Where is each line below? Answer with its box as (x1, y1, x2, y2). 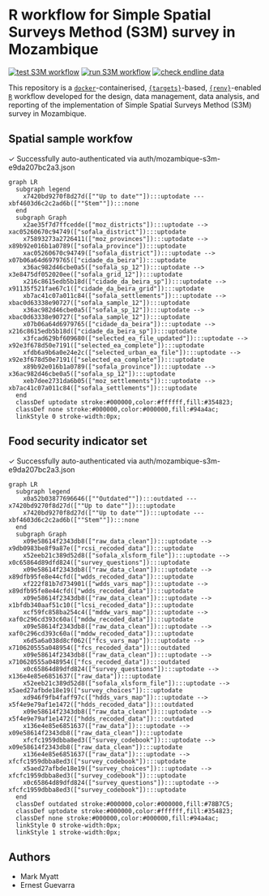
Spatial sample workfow (8, 132, 134, 146)
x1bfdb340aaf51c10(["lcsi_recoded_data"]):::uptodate (8, 601, 194, 610)
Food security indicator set (8, 434, 147, 448)
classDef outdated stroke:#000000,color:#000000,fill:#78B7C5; (15, 799, 233, 808)
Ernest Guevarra (19, 881, 75, 890)
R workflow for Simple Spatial (8, 6, 211, 24)
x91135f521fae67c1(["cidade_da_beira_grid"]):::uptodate (8, 284, 205, 293)
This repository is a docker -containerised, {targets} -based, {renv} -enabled (8, 83, 262, 93)
